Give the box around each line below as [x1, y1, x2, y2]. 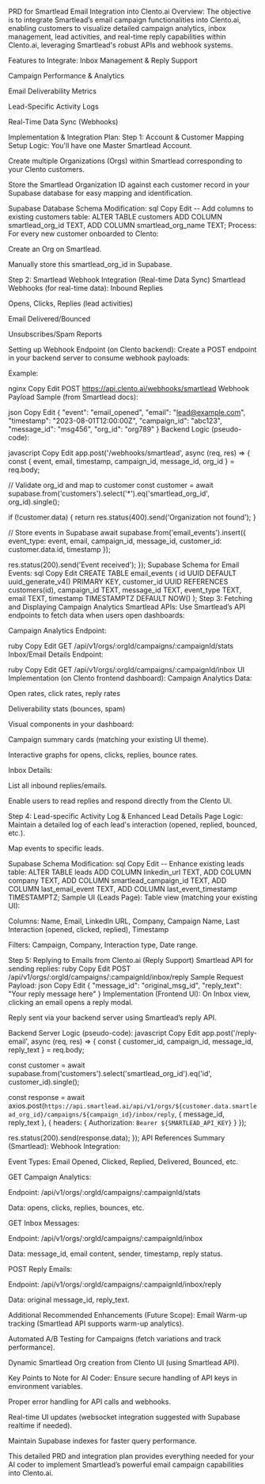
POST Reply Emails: [8, 1265, 73, 1273]
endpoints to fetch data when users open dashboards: [8, 611, 185, 620]
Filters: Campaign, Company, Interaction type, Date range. [8, 940, 198, 949]
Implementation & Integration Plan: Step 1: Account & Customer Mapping [8, 132, 244, 142]
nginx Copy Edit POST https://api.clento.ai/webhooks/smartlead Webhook [8, 384, 249, 393]
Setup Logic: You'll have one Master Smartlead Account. [8, 141, 192, 150]
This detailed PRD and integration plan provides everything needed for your [8, 1452, 255, 1460]
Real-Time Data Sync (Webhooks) [8, 117, 119, 126]
